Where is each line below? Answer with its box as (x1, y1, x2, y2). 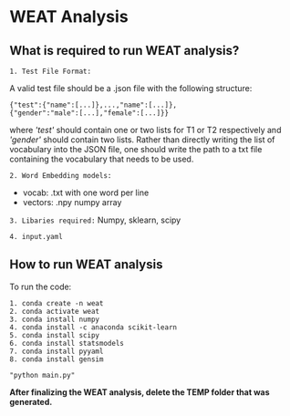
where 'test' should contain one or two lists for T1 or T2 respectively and (9, 125, 282, 135)
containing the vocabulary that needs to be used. (9, 153, 194, 164)
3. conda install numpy (9, 315, 100, 324)
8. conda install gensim (9, 354, 104, 364)
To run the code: (9, 281, 72, 292)
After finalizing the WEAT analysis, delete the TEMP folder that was (9, 386, 270, 398)
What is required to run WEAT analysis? (9, 43, 240, 58)
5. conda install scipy (9, 330, 100, 339)
